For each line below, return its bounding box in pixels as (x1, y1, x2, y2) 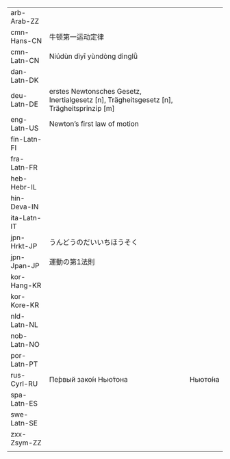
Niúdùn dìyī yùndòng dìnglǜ (49, 51, 138, 61)
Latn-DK (10, 75, 39, 85)
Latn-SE (10, 419, 38, 428)
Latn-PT (10, 359, 38, 369)
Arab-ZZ (10, 16, 40, 26)
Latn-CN (10, 56, 40, 65)
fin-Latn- (10, 135, 42, 144)
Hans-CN (10, 36, 42, 45)
